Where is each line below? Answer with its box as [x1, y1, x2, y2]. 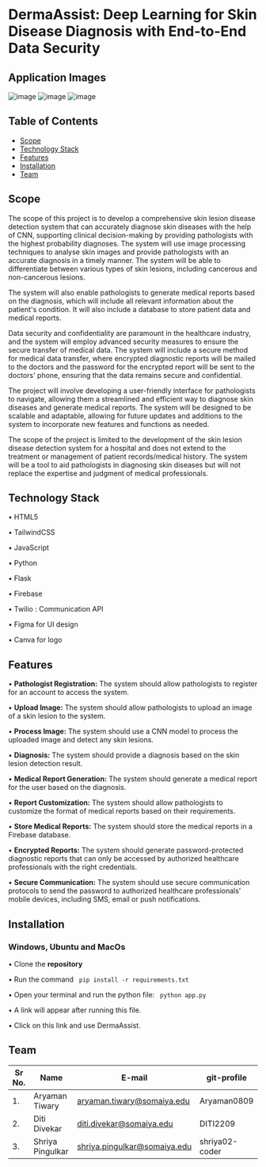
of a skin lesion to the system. [8, 711, 106, 721]
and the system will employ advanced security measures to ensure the [8, 337, 239, 346]
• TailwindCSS [8, 528, 55, 537]
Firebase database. [8, 830, 71, 840]
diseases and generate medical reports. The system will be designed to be [8, 402, 252, 412]
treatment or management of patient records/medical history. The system [8, 452, 248, 461]
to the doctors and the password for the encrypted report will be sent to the [8, 362, 255, 372]
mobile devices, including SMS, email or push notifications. [8, 894, 201, 904]
